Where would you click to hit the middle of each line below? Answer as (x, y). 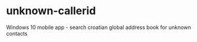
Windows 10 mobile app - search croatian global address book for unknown (99, 27)
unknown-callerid (51, 11)
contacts (17, 33)
